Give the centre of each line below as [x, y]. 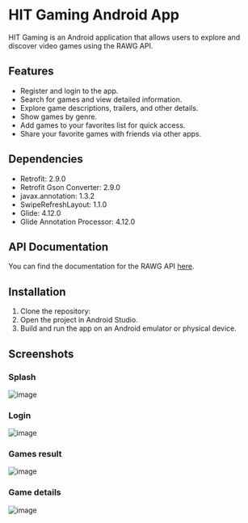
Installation [37, 291]
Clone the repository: [55, 311]
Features [31, 72]
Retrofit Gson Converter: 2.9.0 [70, 187]
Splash [22, 377]
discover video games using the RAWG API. [81, 45]
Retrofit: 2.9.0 [43, 179]
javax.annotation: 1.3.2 [57, 196]
